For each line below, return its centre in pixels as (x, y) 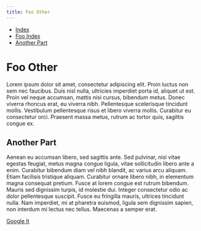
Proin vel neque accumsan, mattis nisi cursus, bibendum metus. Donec (96, 97)
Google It (18, 221)
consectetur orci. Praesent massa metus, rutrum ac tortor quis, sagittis (95, 116)
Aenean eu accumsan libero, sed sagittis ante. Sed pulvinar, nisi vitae (93, 157)
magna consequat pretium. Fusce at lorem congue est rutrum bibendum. (98, 183)
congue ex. (20, 123)
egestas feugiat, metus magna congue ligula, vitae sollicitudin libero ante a (100, 164)
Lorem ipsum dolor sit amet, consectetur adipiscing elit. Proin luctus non (97, 84)
